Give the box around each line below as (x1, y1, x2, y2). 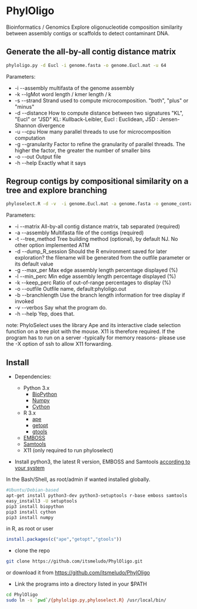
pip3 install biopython (6, 503, 64, 509)
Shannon (14, 122, 37, 129)
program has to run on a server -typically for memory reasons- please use (6, 334, 186, 341)
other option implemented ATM (14, 242, 90, 249)
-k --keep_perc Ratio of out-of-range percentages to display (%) (14, 279, 171, 286)
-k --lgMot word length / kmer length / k (14, 90, 111, 97)
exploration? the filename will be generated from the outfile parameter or (14, 254, 191, 261)
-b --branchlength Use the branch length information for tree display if (14, 292, 185, 299)
